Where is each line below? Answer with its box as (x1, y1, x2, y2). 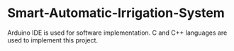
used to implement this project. (7, 35, 98, 44)
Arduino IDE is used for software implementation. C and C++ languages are (7, 28, 228, 37)
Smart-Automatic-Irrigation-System (7, 5, 225, 21)
